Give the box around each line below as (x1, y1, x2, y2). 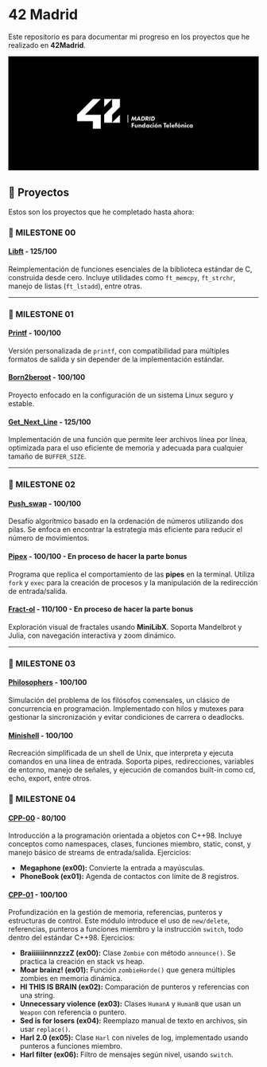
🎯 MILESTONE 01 (8, 308, 74, 319)
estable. (8, 399, 35, 408)
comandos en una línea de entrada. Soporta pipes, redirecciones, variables (8, 756, 254, 766)
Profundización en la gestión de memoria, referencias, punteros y (8, 908, 222, 917)
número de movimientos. (8, 533, 90, 543)
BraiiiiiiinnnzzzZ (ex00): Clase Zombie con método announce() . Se (19, 948, 236, 958)
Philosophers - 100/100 (8, 678, 87, 687)
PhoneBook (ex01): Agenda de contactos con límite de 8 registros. (19, 872, 240, 881)
